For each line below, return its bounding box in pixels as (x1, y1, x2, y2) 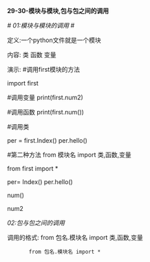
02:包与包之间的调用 (7, 219, 65, 227)
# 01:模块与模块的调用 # (7, 21, 75, 30)
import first (7, 79, 39, 87)
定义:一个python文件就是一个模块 (7, 36, 101, 44)
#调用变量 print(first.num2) (7, 93, 84, 101)
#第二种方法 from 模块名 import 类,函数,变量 (7, 151, 132, 159)
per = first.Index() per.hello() (7, 137, 88, 144)
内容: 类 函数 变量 (7, 51, 56, 59)
